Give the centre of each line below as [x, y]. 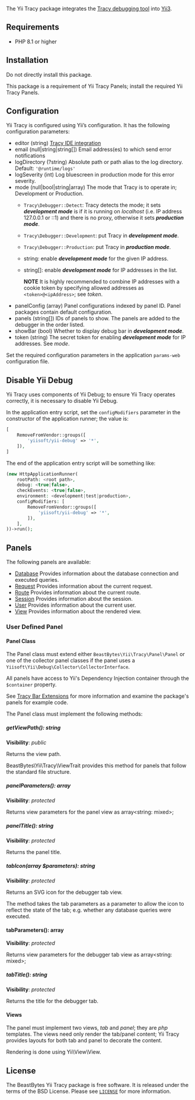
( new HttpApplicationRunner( [42, 474]
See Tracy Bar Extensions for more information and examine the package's [97, 696]
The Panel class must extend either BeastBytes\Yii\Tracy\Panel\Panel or [96, 654]
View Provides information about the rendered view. [78, 612]
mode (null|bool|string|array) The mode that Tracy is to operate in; [96, 187]
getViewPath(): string [33, 727]
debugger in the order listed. [49, 325]
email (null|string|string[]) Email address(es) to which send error [93, 149]
